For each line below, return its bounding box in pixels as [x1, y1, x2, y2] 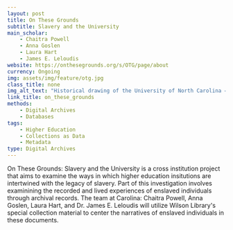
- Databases [19, 113, 54, 120]
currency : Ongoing [7, 68, 60, 75]
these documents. [7, 216, 59, 224]
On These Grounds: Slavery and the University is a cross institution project [7, 164, 221, 172]
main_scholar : [7, 29, 49, 37]
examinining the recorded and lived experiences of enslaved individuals [7, 186, 212, 195]
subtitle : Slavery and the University [7, 23, 119, 30]
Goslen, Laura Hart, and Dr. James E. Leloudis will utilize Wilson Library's [7, 202, 216, 209]
